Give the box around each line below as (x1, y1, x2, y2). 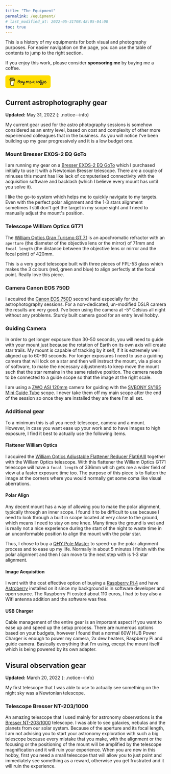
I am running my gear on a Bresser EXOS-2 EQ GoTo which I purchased (5, 162, 155, 168)
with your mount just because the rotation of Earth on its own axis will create (5, 342, 166, 348)
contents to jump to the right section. (5, 50, 83, 56)
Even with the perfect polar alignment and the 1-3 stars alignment (5, 199, 143, 205)
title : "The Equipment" (5, 8, 56, 13)
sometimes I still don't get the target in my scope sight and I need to (5, 205, 149, 211)
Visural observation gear (5, 661, 86, 670)
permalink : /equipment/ (5, 13, 56, 19)
